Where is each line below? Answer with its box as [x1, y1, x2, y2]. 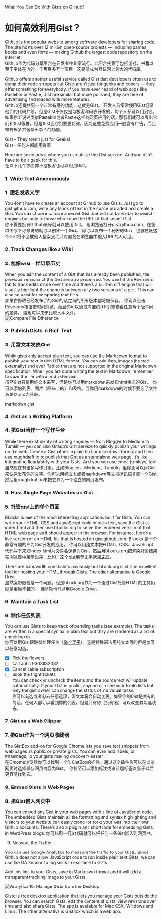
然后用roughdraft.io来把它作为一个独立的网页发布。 [5, 476, 107, 482]
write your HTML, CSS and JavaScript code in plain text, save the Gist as [5, 520, 150, 525]
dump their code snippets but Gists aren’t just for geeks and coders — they [5, 81, 155, 87]
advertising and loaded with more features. [5, 97, 91, 102]
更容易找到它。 [5, 771, 35, 777]
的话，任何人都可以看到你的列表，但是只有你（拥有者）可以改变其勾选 [12, 699, 152, 705]
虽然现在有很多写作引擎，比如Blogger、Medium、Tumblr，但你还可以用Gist [5, 464, 156, 470]
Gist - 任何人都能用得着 [5, 142, 52, 148]
